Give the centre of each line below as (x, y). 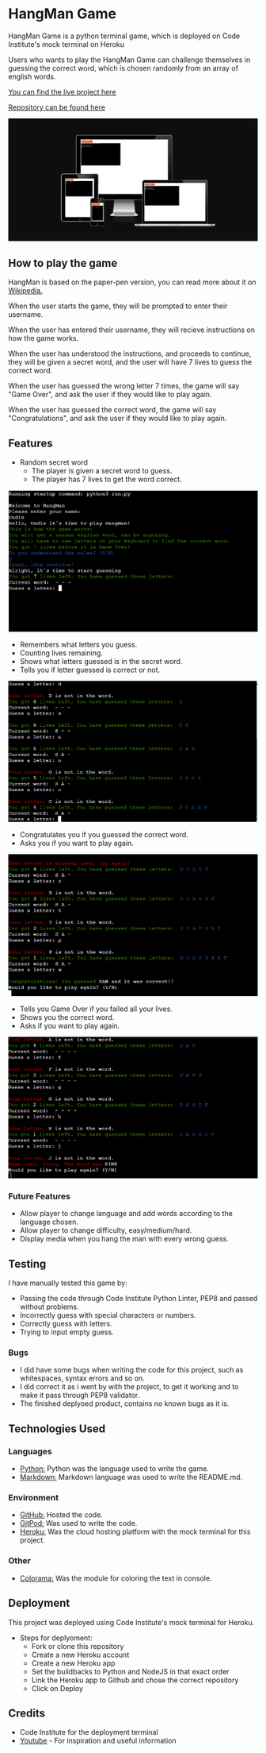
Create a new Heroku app (73, 1663)
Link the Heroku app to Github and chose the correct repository (135, 1680)
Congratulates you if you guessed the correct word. (104, 835)
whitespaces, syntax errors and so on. (82, 1378)
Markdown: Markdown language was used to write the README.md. (131, 1477)
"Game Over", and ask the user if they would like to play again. (110, 395)
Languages (30, 1451)
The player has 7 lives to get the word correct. (106, 479)
